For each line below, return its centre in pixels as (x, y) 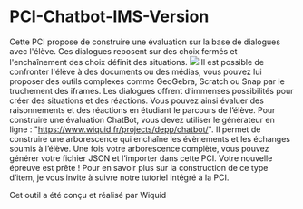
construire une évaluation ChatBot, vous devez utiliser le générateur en (142, 119)
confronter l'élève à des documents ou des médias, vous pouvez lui (136, 71)
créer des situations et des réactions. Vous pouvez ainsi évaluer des (137, 100)
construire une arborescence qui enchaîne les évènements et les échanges (150, 138)
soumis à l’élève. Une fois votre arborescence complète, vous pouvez (139, 148)
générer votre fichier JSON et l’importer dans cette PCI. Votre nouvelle (141, 158)
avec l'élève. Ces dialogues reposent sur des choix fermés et (123, 51)
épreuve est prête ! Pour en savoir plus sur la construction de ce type (139, 167)
